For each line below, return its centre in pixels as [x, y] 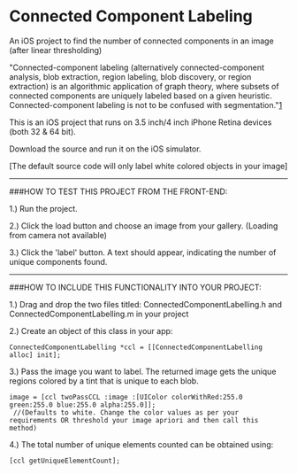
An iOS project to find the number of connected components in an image [141, 41]
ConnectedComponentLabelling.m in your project [99, 314]
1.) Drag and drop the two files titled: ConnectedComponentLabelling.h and [146, 304]
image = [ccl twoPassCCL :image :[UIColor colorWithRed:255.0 [126, 397]
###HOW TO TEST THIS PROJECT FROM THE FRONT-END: [118, 191]
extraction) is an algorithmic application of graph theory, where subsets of [145, 86]
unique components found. [58, 261]
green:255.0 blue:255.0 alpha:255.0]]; [83, 405]
